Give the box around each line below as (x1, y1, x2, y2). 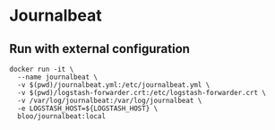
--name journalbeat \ (17, 73, 99, 82)
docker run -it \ (9, 65, 74, 74)
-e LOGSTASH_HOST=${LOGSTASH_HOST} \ (17, 104, 159, 113)
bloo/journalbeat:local (17, 112, 106, 121)
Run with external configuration (9, 41, 191, 56)
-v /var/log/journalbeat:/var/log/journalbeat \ (17, 96, 202, 105)
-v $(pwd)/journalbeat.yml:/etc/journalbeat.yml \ (17, 81, 211, 90)
